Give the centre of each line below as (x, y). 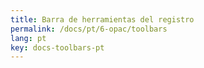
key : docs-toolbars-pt (57, 47)
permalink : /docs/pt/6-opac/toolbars (89, 29)
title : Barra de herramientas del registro (102, 19)
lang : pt (28, 38)
